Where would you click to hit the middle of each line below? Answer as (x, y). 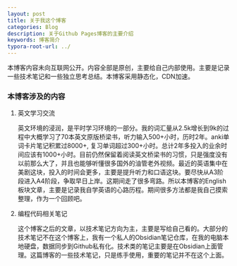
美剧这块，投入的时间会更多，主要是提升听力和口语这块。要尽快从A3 (117, 172)
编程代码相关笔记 (42, 214)
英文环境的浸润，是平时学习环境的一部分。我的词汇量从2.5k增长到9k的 (120, 128)
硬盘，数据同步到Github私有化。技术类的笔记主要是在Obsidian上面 (120, 246)
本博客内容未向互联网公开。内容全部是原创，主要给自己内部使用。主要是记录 (119, 67)
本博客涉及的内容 (36, 96)
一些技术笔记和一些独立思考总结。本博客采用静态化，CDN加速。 (101, 76)
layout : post (26, 14)
